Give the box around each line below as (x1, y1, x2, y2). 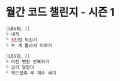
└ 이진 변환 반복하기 (5, 59, 50, 65)
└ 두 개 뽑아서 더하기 (5, 43, 52, 49)
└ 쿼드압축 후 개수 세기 (5, 70, 56, 76)
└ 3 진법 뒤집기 (5, 37, 37, 43)
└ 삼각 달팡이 (5, 64, 35, 71)
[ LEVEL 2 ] (5, 53, 31, 59)
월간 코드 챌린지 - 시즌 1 (5, 5, 115, 19)
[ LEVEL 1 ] (5, 25, 31, 32)
